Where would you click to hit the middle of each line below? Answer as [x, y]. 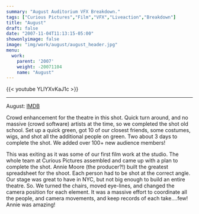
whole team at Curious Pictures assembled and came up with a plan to [92, 161]
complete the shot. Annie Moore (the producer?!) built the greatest [87, 167]
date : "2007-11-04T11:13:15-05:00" [50, 34]
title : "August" [26, 23]
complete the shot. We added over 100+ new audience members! [86, 143]
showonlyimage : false [33, 39]
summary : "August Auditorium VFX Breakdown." [63, 12]
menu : [13, 50]
